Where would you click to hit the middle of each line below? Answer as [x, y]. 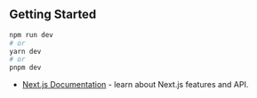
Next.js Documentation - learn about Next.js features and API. [135, 85]
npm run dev [31, 34]
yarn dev [25, 51]
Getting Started [53, 15]
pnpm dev [25, 68]
